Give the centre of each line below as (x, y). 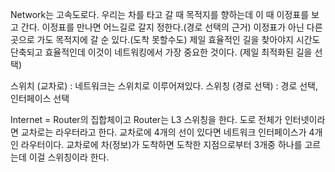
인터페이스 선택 (40, 98)
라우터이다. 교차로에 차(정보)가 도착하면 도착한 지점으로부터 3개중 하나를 (161, 144)
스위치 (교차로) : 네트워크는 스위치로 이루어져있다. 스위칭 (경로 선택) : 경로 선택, (164, 86)
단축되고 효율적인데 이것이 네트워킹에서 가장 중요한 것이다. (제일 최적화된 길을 (161, 52)
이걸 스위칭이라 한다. (69, 157)
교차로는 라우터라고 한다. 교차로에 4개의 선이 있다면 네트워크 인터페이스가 (163, 132)
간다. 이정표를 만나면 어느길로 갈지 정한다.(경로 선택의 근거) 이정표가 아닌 (162, 27)
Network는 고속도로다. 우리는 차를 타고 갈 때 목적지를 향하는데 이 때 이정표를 (160, 14)
